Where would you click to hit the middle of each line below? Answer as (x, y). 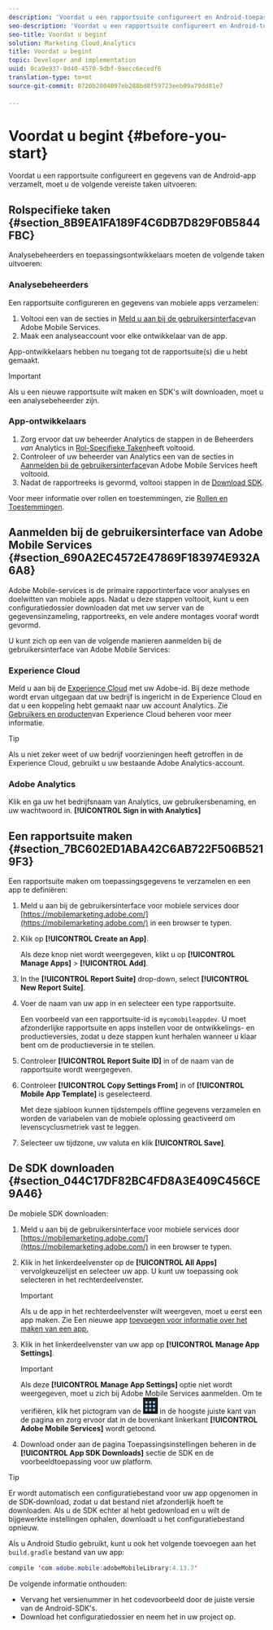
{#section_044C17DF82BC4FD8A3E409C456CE (134, 1181)
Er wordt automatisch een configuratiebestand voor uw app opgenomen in (133, 1493)
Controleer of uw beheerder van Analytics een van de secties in (127, 456)
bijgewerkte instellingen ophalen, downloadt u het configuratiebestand (127, 1518)
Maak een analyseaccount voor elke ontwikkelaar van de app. (123, 336)
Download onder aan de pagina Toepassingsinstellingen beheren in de (138, 1444)
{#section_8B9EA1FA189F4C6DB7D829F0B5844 (134, 223)
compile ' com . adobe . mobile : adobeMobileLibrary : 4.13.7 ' (103, 1568)
